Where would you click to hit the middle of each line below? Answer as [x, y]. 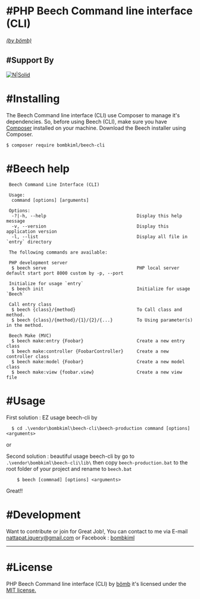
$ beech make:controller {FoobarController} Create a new [90, 351]
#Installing [33, 99]
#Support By [30, 60]
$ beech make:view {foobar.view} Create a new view [97, 372]
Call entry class [30, 304]
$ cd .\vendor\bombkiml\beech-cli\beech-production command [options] [101, 428]
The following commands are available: [58, 252]
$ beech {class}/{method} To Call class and [97, 310]
